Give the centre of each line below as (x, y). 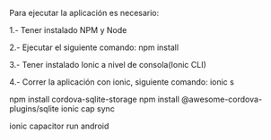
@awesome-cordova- (222, 99)
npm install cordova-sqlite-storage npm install (94, 99)
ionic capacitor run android (59, 126)
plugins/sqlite (35, 109)
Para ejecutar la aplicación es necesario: (84, 13)
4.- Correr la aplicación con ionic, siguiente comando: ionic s (122, 82)
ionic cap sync (88, 109)
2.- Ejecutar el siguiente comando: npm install (94, 47)
